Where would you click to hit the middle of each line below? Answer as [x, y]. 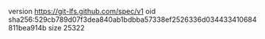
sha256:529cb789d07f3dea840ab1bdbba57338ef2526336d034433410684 [132, 19]
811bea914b [27, 28]
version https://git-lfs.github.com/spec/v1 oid [82, 11]
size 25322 [66, 28]
